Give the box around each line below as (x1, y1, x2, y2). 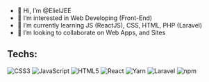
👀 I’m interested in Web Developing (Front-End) (17, 14, 153, 22)
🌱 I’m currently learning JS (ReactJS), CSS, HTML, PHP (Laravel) (17, 21, 203, 29)
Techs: (7, 48, 38, 60)
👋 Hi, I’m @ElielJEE (17, 7, 72, 14)
